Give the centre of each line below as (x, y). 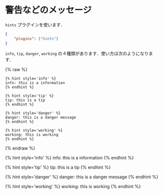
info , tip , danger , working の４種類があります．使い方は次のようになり (77, 53)
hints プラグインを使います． (35, 25)
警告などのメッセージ (48, 10)
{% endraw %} (20, 148)
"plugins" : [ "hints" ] (36, 39)
